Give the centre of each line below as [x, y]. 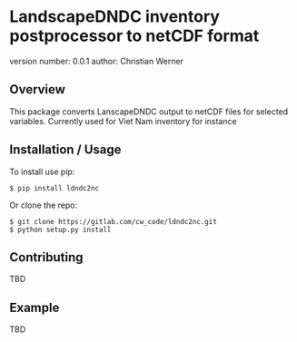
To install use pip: [42, 171]
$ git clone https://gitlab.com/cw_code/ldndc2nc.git [114, 221]
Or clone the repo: [44, 205]
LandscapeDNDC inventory [115, 17]
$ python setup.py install [60, 230]
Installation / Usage [65, 150]
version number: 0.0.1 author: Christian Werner [97, 61]
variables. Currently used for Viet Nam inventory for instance [124, 121]
